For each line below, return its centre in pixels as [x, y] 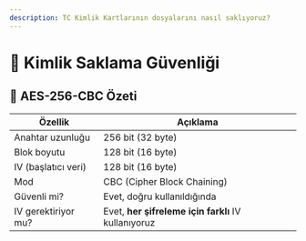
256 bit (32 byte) [140, 137]
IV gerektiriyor [45, 211]
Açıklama [198, 122]
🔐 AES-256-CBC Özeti [73, 96]
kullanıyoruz [129, 222]
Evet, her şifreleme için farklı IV [172, 211]
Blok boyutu [40, 152]
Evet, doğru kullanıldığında [160, 196]
